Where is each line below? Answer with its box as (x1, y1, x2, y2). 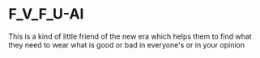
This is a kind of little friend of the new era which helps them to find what (8, 31, 253, 41)
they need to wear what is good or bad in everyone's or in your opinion (8, 39, 245, 49)
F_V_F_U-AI (8, 5, 84, 23)
